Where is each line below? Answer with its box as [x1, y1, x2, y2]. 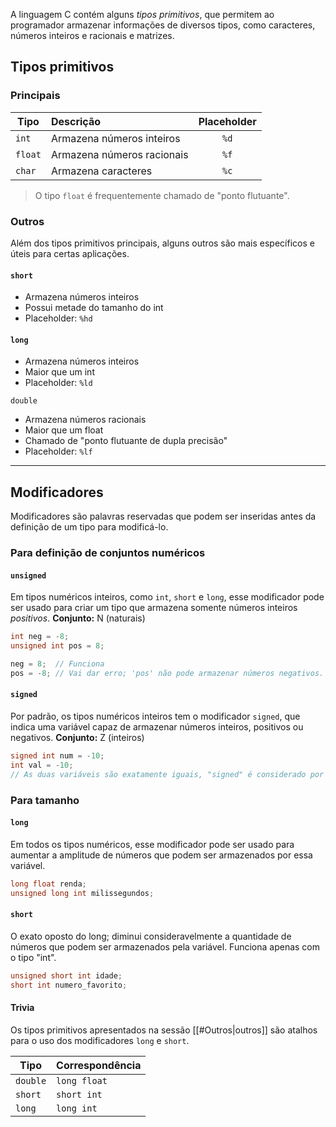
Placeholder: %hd [24, 312, 93, 324]
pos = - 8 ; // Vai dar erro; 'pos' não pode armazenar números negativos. [10, 668, 325, 678]
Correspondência [56, 1058, 142, 1072]
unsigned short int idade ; [10, 970, 123, 981]
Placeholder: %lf [24, 445, 93, 458]
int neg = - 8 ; [10, 632, 70, 642]
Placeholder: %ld [24, 377, 93, 389]
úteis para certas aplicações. [10, 247, 130, 259]
